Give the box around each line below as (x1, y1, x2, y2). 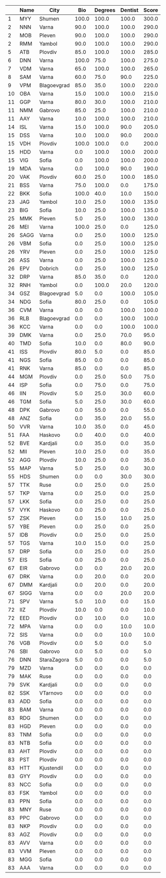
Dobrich (39, 265, 59, 272)
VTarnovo (39, 689, 63, 696)
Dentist (120, 7, 139, 13)
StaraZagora (39, 656, 69, 663)
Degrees (94, 7, 116, 13)
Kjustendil (39, 764, 63, 771)
